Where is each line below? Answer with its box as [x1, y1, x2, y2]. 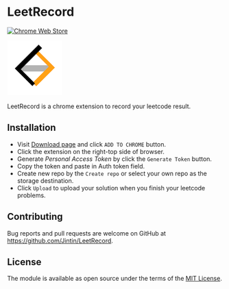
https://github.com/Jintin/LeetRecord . [7, 236, 113, 244]
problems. [16, 191, 46, 199]
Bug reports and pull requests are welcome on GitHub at [7, 229, 167, 237]
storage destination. [16, 176, 74, 185]
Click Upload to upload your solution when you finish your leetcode [16, 184, 206, 192]
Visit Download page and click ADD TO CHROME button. [16, 140, 167, 148]
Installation [7, 122, 56, 134]
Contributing [7, 211, 63, 223]
